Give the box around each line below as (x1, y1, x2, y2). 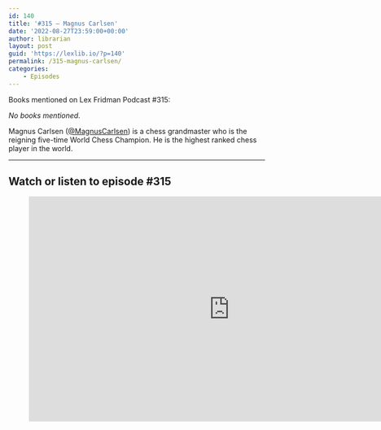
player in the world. (8, 143, 73, 153)
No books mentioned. (8, 111, 81, 120)
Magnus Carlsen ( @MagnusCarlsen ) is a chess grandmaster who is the (8, 126, 247, 136)
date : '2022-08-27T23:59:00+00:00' (8, 27, 129, 35)
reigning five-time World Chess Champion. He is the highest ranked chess (8, 135, 257, 145)
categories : (8, 65, 49, 73)
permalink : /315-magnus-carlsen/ (8, 58, 122, 66)
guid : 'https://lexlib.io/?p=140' (8, 50, 126, 58)
